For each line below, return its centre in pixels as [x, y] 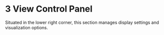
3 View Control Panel [49, 9]
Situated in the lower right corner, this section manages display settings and [82, 22]
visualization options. [27, 27]
